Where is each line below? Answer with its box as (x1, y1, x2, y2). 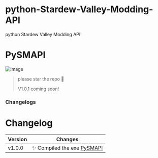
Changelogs (5, 98, 37, 106)
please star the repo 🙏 (17, 75, 65, 82)
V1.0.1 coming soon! (17, 86, 59, 92)
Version (8, 136, 27, 143)
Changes (56, 136, 79, 143)
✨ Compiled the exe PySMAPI (32, 144, 103, 151)
